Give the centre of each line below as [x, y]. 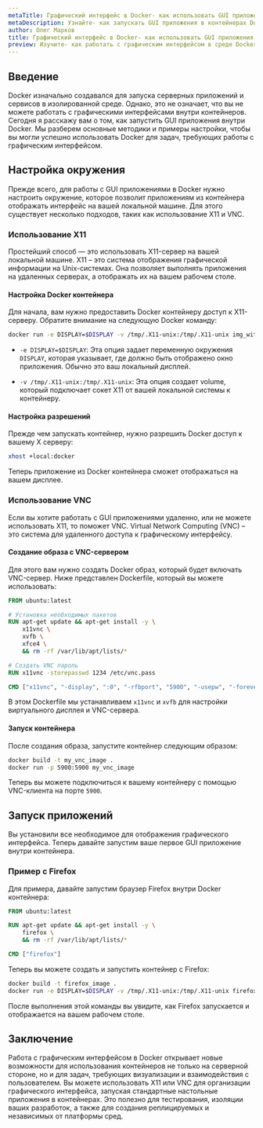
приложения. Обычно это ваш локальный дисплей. [105, 367]
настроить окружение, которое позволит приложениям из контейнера [126, 197]
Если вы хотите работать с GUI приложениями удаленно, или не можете [130, 517]
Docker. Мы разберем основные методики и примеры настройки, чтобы [129, 128]
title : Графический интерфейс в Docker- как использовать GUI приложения [131, 37]
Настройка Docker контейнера [61, 295]
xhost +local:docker [42, 456]
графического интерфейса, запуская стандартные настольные [113, 1091]
